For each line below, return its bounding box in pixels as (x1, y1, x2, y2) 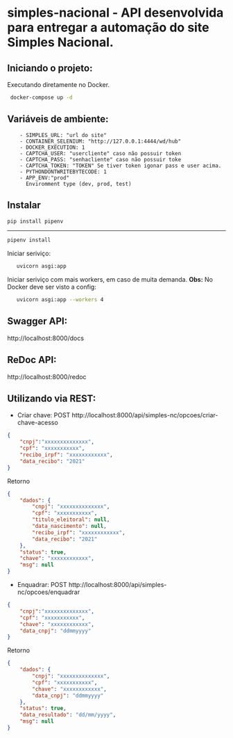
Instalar (7, 200, 42, 211)
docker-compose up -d (10, 94, 73, 101)
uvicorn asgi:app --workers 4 (16, 296, 104, 303)
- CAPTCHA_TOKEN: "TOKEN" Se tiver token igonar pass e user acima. (19, 162, 222, 169)
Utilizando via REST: (7, 393, 96, 405)
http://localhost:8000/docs (7, 334, 85, 342)
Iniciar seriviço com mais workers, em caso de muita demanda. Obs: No (7, 275, 214, 284)
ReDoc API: (7, 354, 57, 366)
